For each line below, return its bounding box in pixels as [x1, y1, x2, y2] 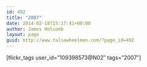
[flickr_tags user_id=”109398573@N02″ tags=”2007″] [6, 54, 142, 61]
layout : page [6, 32, 39, 38]
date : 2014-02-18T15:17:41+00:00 [6, 20, 91, 26]
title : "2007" [6, 15, 43, 21]
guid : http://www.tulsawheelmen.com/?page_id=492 [6, 37, 135, 43]
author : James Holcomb [6, 26, 64, 32]
